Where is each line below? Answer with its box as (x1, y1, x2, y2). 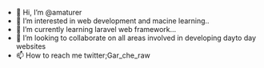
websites (15, 42, 46, 51)
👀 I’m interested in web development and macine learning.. (15, 16, 210, 26)
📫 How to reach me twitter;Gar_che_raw (15, 50, 150, 60)
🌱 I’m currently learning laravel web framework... (15, 25, 177, 34)
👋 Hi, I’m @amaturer (15, 8, 82, 17)
